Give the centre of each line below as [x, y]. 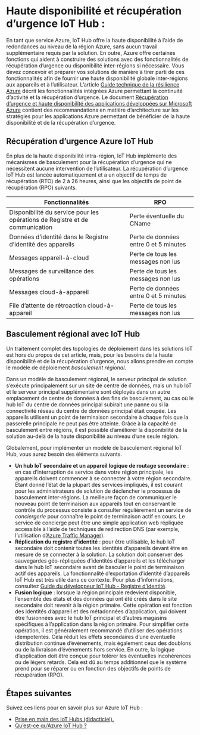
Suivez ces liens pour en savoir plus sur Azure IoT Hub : [74, 708]
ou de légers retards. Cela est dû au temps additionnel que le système [101, 662]
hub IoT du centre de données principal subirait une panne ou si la [87, 404]
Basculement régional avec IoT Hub [73, 334]
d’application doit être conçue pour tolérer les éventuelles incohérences [103, 656]
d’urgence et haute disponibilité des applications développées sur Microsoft [99, 103]
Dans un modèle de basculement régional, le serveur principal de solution [97, 379]
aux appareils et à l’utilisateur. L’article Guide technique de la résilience [93, 84]
